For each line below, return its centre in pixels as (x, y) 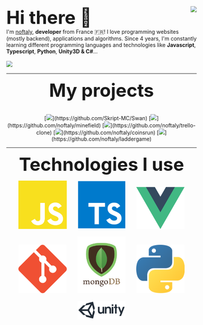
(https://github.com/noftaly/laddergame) (101, 139)
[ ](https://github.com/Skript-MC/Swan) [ (98, 118)
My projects (101, 90)
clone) (44, 133)
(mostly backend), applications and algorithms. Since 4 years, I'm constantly (101, 38)
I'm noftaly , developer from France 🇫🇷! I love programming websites (93, 32)
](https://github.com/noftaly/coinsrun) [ (110, 133)
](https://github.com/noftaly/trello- (153, 125)
